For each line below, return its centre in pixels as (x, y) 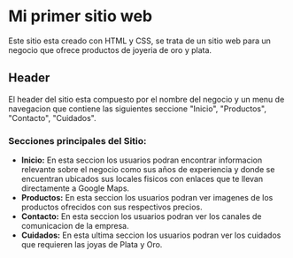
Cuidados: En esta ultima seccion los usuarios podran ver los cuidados (151, 235)
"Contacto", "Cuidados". (52, 118)
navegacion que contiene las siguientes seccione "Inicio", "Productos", (138, 109)
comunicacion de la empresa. (75, 226)
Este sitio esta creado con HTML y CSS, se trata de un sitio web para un (139, 41)
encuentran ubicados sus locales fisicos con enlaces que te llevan (142, 179)
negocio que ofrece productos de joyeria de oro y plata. (110, 49)
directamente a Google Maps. (75, 188)
